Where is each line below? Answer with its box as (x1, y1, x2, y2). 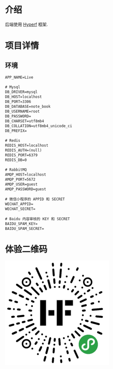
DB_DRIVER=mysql (5, 89, 38, 94)
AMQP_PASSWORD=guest (5, 187, 47, 192)
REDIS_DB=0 (5, 158, 27, 162)
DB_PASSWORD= (5, 114, 31, 119)
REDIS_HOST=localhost (5, 143, 49, 148)
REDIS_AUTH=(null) (5, 148, 42, 153)
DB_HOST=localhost (5, 94, 42, 99)
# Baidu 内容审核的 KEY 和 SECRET (5, 216, 70, 221)
